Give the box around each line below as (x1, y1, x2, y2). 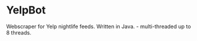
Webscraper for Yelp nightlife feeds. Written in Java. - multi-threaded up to (6, 23, 192, 30)
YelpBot (6, 4, 46, 17)
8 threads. (6, 29, 32, 36)
